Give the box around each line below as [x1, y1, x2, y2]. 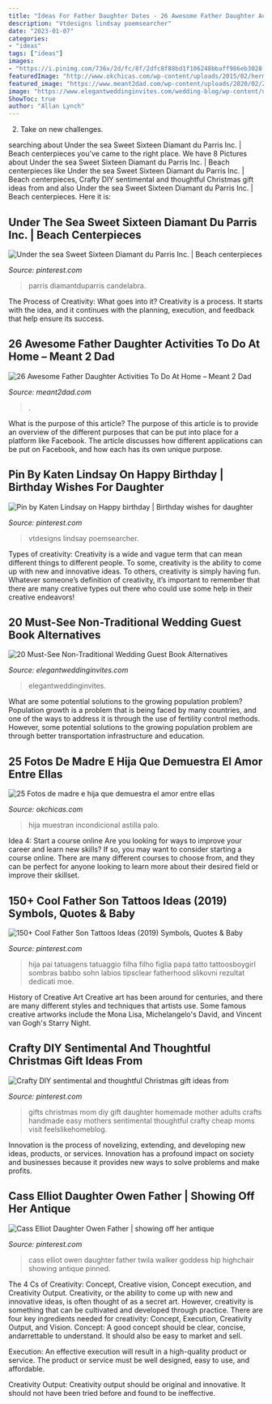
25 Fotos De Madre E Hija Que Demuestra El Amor [8, 754, 263, 768]
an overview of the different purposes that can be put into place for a [8, 427, 239, 437]
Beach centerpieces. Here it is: [8, 192, 112, 202]
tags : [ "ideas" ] [8, 49, 63, 58]
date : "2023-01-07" [8, 27, 74, 35]
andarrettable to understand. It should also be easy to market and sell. [8, 1330, 243, 1341]
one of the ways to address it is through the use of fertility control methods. [8, 714, 261, 723]
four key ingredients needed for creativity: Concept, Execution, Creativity [8, 1313, 253, 1323]
